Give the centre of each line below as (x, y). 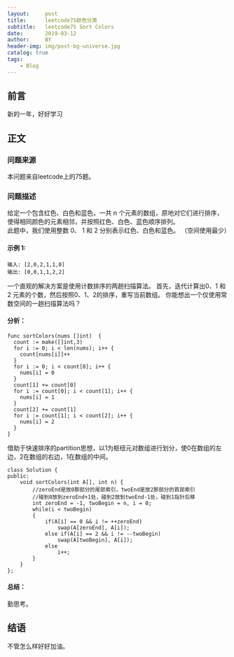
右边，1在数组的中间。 (80, 457)
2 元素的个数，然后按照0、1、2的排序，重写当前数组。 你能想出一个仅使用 (114, 294)
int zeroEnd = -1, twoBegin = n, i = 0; (92, 503)
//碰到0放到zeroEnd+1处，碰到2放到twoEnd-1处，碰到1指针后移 (114, 497)
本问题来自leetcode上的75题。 (51, 177)
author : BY (29, 40)
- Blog (29, 66)
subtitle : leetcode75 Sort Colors (61, 27)
